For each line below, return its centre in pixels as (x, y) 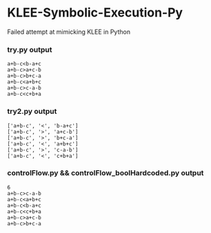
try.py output (30, 50)
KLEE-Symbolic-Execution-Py (95, 13)
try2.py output (32, 112)
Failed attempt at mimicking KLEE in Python (69, 32)
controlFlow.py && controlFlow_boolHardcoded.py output (105, 173)
